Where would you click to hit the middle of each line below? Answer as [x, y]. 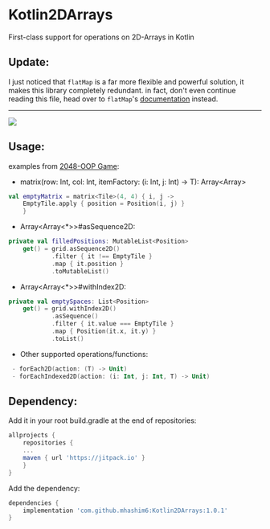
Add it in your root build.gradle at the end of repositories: [102, 420]
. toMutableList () [80, 271]
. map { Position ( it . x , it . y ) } [104, 331]
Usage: [27, 147]
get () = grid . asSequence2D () [72, 249]
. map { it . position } [88, 264]
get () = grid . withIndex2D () [70, 309]
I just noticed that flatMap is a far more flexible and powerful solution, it [126, 81]
